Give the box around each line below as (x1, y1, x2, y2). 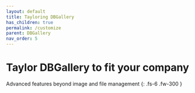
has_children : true (6, 19, 54, 25)
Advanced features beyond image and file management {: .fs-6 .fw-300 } (6, 80, 183, 87)
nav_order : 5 (6, 36, 38, 42)
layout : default (6, 8, 46, 15)
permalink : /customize (6, 25, 61, 31)
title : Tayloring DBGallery (6, 14, 75, 20)
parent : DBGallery (6, 30, 51, 36)
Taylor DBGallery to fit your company (6, 61, 190, 74)
